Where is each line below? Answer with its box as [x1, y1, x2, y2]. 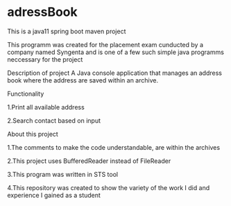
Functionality [7, 89, 44, 98]
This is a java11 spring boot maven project [7, 27, 126, 35]
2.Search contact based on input [7, 116, 101, 125]
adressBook [7, 4, 78, 20]
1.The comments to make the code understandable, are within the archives [7, 143, 221, 151]
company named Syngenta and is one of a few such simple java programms [7, 48, 224, 56]
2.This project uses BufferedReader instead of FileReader [7, 157, 171, 165]
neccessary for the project [7, 55, 83, 63]
